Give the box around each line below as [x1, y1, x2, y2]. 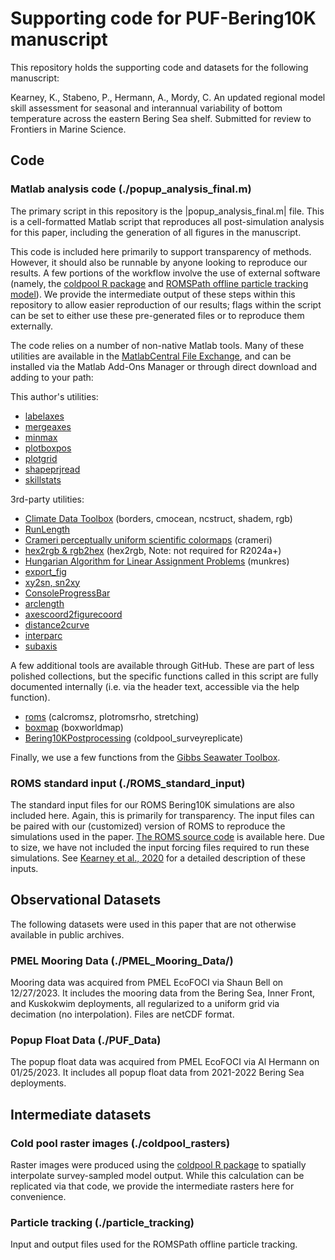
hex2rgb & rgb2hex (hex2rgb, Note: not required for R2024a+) [24, 544, 282, 556]
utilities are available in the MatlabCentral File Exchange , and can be [10, 350, 292, 362]
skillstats [24, 473, 62, 486]
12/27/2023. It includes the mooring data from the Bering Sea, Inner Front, [10, 987, 315, 999]
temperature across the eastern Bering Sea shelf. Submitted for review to [10, 112, 312, 124]
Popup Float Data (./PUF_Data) [10, 1033, 162, 1047]
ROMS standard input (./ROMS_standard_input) [10, 776, 246, 790]
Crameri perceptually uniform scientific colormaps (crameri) [24, 533, 273, 546]
